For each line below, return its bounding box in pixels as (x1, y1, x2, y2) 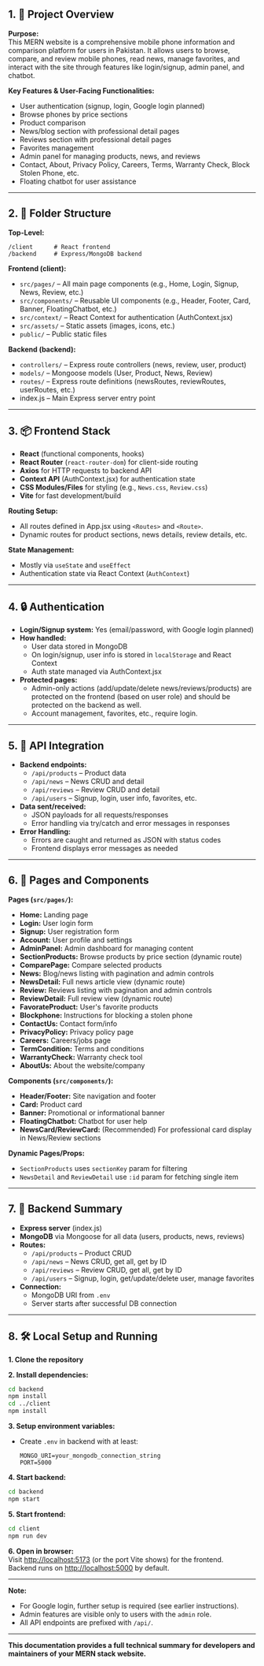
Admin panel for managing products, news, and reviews (19, 151, 200, 161)
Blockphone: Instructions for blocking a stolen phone (19, 1010, 193, 1020)
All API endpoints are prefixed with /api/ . (19, 1617, 153, 1627)
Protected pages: (19, 675, 78, 685)
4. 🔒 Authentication (8, 600, 104, 613)
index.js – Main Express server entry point (19, 393, 156, 403)
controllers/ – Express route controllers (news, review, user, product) (19, 359, 247, 369)
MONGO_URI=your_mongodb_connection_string (19, 1452, 161, 1460)
